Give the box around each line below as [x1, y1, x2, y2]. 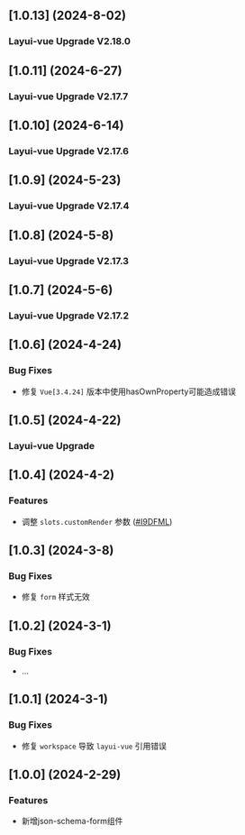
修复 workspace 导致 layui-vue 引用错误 [21, 740, 168, 751]
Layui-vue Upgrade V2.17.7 [8, 90, 129, 103]
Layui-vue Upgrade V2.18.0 [8, 35, 132, 48]
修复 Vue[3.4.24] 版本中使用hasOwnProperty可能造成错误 [21, 386, 236, 397]
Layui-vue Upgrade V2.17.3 [8, 254, 130, 267]
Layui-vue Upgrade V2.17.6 [8, 144, 130, 157]
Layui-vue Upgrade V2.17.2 [8, 309, 130, 322]
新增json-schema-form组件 [21, 816, 123, 827]
